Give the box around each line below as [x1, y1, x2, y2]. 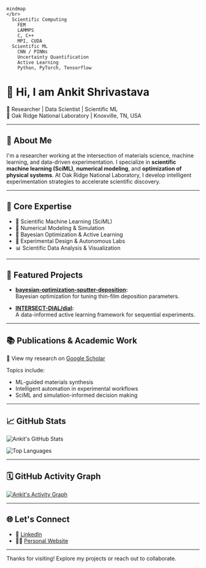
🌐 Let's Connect [6, 514, 70, 524]
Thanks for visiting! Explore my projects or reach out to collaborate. [6, 555, 177, 562]
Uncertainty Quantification [17, 54, 89, 60]
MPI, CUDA [17, 38, 43, 44]
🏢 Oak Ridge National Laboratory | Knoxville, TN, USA [6, 112, 142, 119]
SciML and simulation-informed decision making [15, 391, 138, 399]
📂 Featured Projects [6, 270, 83, 280]
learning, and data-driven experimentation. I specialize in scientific [6, 158, 177, 166]
